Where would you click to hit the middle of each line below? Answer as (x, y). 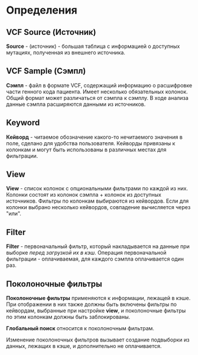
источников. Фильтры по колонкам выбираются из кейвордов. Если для (98, 201)
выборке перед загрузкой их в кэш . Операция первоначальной (86, 253)
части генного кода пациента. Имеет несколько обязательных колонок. (97, 92)
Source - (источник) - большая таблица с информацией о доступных (93, 46)
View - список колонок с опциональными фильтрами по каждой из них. (97, 188)
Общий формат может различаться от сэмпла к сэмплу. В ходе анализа (98, 97)
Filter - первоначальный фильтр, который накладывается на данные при (98, 246)
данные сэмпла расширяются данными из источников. (76, 104)
